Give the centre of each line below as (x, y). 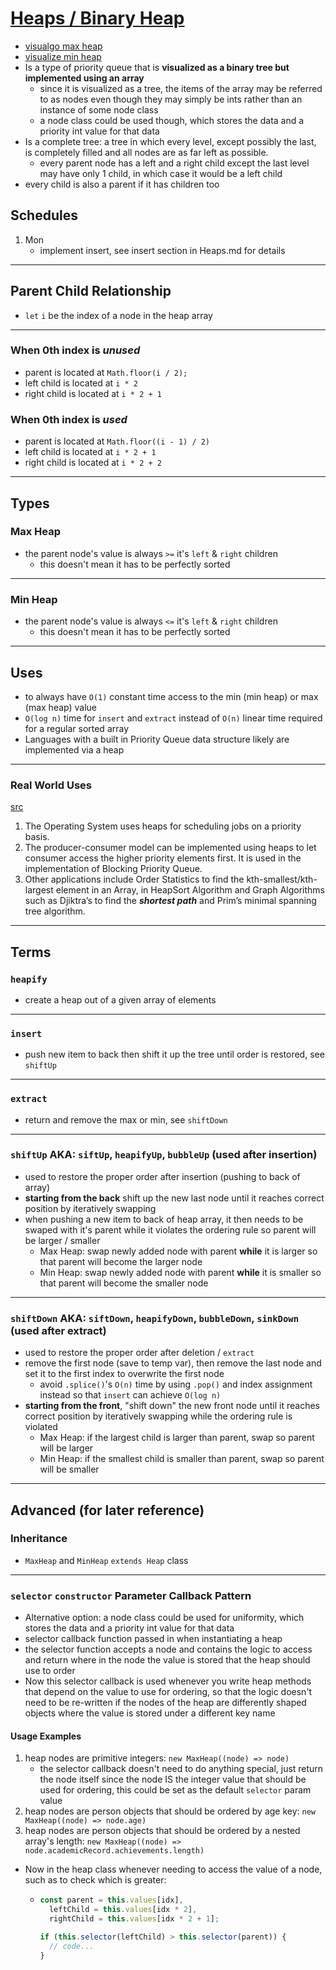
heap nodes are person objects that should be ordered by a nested (162, 1831)
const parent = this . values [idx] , (111, 1900)
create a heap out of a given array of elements (120, 999)
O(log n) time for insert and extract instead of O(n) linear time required (173, 718)
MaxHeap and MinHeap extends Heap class (106, 1560)
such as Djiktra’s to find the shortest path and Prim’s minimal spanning (170, 901)
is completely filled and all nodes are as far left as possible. (146, 152)
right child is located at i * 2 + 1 (93, 393)
